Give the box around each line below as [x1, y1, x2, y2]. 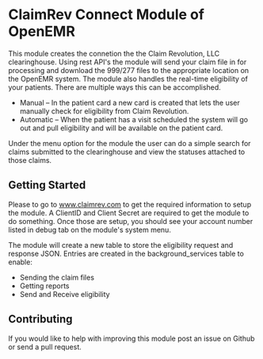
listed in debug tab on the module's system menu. [8, 225, 172, 234]
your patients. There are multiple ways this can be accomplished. [8, 82, 222, 92]
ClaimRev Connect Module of [8, 6, 204, 24]
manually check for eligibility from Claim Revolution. [19, 106, 189, 116]
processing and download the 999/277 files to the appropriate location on [8, 65, 250, 75]
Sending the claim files [19, 272, 95, 282]
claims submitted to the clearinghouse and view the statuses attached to [8, 147, 246, 156]
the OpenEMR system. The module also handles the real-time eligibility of [8, 74, 248, 83]
